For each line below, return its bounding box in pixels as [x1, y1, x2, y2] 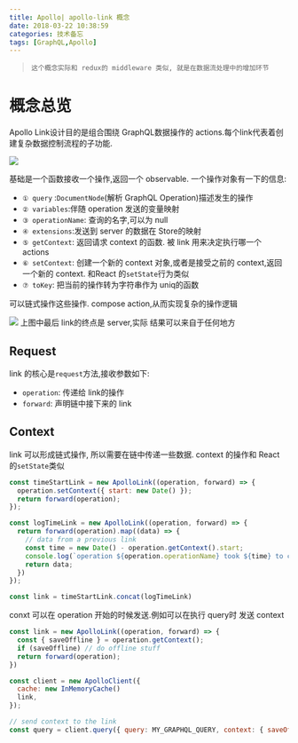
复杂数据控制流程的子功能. [16, 138, 114, 149]
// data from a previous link [25, 535, 137, 544]
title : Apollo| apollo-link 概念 [9, 12, 130, 22]
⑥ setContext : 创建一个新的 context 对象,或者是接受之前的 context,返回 [21, 257, 282, 268]
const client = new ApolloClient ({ [9, 676, 141, 685]
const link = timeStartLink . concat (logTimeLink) [9, 592, 192, 602]
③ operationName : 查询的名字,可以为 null [21, 215, 169, 225]
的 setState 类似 [9, 460, 65, 470]
